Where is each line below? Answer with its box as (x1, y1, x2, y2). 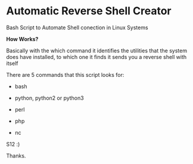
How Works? (6, 35, 39, 42)
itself (6, 60, 18, 67)
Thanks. (6, 152, 26, 159)
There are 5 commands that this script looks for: (6, 71, 124, 78)
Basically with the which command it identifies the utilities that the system (6, 47, 188, 54)
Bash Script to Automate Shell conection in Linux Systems (6, 24, 148, 31)
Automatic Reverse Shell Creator (6, 4, 172, 18)
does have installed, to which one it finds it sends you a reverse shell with (6, 53, 186, 60)
